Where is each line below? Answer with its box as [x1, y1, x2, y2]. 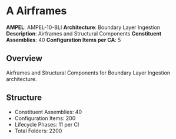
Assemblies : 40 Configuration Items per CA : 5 [6, 36, 121, 43]
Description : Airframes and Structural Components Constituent [6, 30, 162, 37]
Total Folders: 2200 [14, 127, 62, 134]
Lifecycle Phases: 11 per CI [14, 121, 79, 128]
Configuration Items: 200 [14, 114, 76, 122]
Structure [6, 93, 42, 103]
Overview [6, 53, 43, 63]
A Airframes [6, 4, 67, 18]
